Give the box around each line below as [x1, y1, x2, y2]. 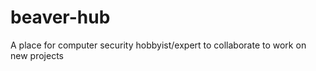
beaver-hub [10, 6, 111, 29]
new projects [10, 49, 64, 61]
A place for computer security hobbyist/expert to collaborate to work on [10, 39, 307, 51]
